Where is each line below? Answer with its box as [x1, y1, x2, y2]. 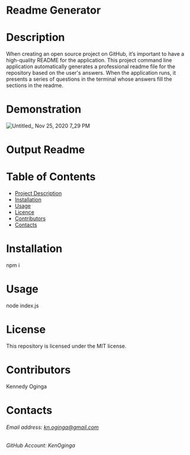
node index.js [6, 302, 39, 309]
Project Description [14, 190, 62, 197]
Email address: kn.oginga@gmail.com [6, 424, 99, 431]
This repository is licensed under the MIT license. [6, 342, 127, 349]
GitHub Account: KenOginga [6, 442, 76, 449]
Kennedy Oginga [6, 383, 47, 390]
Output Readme [6, 143, 85, 157]
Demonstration [6, 103, 82, 116]
